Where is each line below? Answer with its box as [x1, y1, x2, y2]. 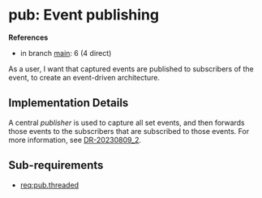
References [8, 32, 49, 42]
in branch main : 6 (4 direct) [19, 48, 112, 58]
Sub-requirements [8, 158, 104, 172]
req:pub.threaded [19, 180, 79, 190]
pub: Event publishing [8, 6, 160, 24]
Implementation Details [8, 96, 129, 110]
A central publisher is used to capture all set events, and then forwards [8, 118, 245, 127]
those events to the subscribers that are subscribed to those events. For [8, 126, 250, 136]
